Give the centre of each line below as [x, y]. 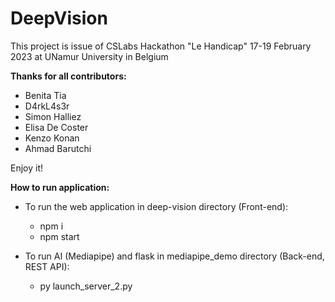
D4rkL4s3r [47, 106]
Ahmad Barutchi [58, 148]
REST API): [47, 266]
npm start [59, 236]
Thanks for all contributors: [68, 76]
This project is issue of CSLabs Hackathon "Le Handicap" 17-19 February [161, 46]
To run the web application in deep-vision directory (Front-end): [156, 206]
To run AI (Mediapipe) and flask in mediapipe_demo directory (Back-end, [174, 256]
